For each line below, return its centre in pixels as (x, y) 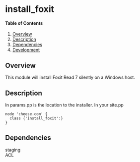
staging (13, 150)
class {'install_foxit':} (36, 118)
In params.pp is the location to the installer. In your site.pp (65, 105)
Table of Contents (24, 23)
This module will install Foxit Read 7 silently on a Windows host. (70, 77)
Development (26, 50)
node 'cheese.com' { (27, 114)
